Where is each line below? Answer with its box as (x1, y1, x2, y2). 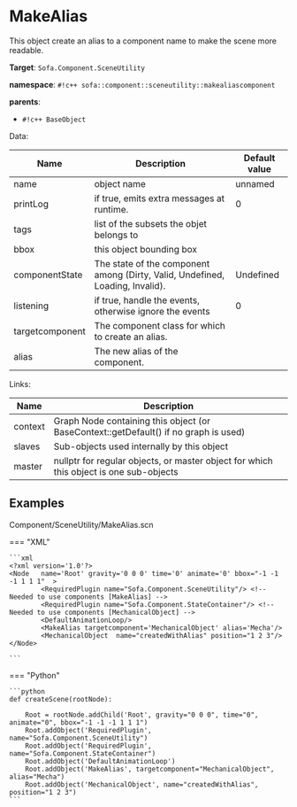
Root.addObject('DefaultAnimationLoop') (25, 757, 176, 765)
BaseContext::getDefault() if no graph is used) (53, 425, 246, 438)
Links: (9, 378, 31, 389)
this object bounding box (94, 243, 197, 255)
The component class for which (94, 319, 225, 331)
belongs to (94, 229, 139, 241)
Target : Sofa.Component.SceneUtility (9, 62, 146, 73)
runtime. (94, 203, 129, 215)
